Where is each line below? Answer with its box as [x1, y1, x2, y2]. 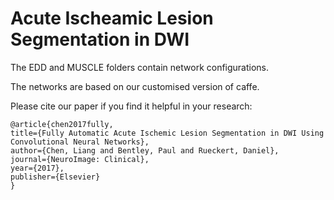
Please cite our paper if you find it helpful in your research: [10, 100, 253, 112]
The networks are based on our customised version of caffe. [10, 80, 260, 92]
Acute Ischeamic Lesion [10, 7, 214, 30]
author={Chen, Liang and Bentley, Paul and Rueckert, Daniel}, [10, 145, 280, 156]
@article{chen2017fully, [10, 119, 114, 129]
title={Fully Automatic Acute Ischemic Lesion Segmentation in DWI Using [10, 128, 325, 138]
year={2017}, [10, 163, 65, 173]
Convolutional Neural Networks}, [10, 137, 150, 147]
